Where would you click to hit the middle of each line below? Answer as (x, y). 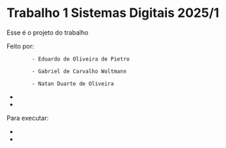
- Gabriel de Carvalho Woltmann (80, 71)
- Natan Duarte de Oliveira (73, 84)
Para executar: (28, 118)
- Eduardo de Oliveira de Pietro (81, 59)
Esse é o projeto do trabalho (48, 32)
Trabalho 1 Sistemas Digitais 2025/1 (113, 13)
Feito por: (20, 46)
